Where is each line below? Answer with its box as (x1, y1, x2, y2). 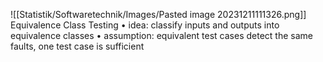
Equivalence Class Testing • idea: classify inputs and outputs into (10, 19, 280, 31)
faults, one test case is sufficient (10, 40, 145, 52)
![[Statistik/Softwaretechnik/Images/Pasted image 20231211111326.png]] (10, 9, 307, 20)
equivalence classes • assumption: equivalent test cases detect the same (10, 30, 313, 41)
